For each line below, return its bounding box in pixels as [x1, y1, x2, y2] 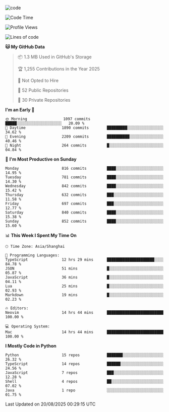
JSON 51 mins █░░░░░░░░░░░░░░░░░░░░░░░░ [5, 266, 164, 271]
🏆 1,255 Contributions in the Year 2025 [17, 66, 100, 72]
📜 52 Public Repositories [17, 87, 69, 93]
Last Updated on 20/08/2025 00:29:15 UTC [5, 401, 96, 407]
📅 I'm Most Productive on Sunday [5, 156, 77, 162]
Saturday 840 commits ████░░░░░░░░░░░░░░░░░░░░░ [5, 210, 164, 215]
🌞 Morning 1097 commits [5, 116, 91, 121]
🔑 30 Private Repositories [17, 97, 71, 103]
